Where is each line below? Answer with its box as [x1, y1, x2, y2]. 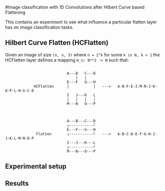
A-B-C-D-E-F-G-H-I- [117, 131, 158, 137]
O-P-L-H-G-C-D [5, 88, 34, 93]
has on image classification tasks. [5, 24, 74, 30]
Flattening [5, 9, 26, 15]
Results [5, 179, 29, 188]
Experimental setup [5, 162, 66, 171]
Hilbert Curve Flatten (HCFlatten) [5, 39, 109, 47]
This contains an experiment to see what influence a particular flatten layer [5, 19, 157, 25]
